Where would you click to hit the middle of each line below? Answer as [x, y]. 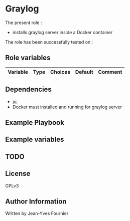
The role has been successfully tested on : [49, 42]
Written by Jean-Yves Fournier [37, 213]
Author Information [36, 201]
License [18, 174]
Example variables [35, 140]
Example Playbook [35, 123]
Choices [60, 72]
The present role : [24, 23]
